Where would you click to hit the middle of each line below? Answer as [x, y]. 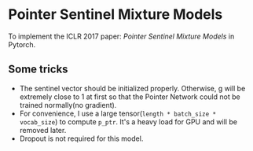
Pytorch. [22, 44]
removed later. [43, 130]
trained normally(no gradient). [68, 105]
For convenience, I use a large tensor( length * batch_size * [118, 113]
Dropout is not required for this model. [81, 138]
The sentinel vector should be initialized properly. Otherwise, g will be [132, 88]
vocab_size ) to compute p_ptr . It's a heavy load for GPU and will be [128, 122]
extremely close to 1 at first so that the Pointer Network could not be [130, 97]
